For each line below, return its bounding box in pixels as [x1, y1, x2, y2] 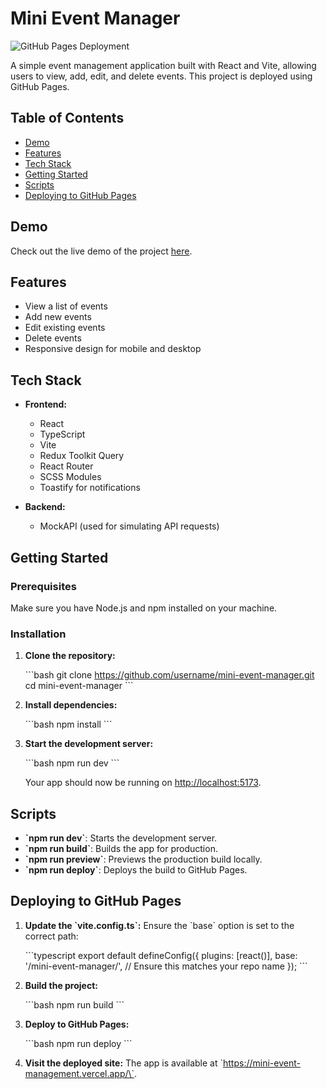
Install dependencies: [24, 699, 118, 711]
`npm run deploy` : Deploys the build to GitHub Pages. [24, 863, 248, 876]
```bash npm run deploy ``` [24, 1037, 133, 1049]
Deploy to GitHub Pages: [24, 1018, 130, 1030]
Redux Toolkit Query [39, 450, 125, 462]
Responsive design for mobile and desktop [24, 343, 202, 355]
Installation [10, 627, 67, 641]
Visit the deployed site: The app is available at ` [24, 1057, 224, 1069]
